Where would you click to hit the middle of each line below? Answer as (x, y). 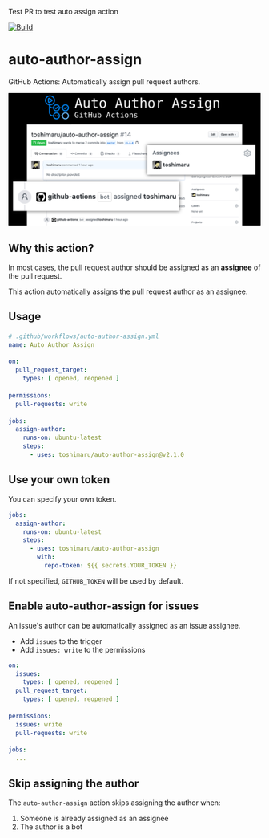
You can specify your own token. (62, 499)
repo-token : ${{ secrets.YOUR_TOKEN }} (110, 566)
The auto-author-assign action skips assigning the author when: (114, 803)
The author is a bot (51, 827)
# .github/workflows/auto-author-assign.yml (84, 336)
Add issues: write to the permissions (82, 649)
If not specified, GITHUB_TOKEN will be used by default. (96, 580)
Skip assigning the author (74, 783)
